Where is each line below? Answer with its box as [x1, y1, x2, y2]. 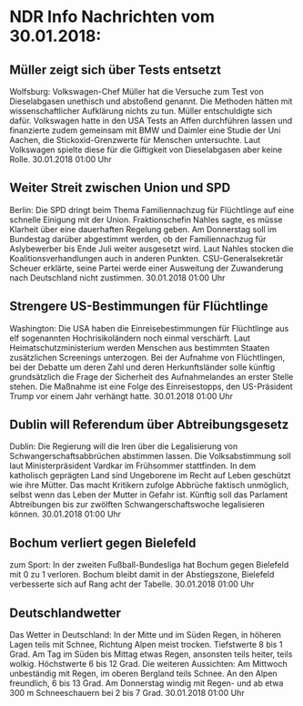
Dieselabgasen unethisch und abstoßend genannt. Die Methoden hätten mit [9, 96, 293, 107]
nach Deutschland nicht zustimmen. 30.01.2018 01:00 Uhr [9, 271, 226, 283]
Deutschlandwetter [9, 605, 121, 620]
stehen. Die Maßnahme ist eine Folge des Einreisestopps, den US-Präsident [9, 381, 293, 392]
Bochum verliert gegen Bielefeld [9, 535, 197, 550]
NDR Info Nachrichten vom [9, 6, 216, 27]
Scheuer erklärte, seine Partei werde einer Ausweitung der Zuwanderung [9, 262, 284, 273]
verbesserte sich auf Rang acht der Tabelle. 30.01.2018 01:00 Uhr [9, 578, 255, 589]
